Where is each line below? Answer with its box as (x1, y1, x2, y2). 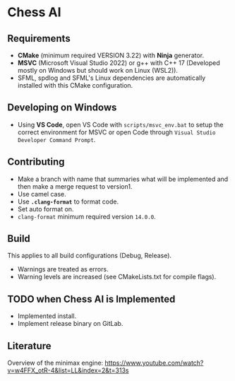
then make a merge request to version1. (17, 182, 133, 191)
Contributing (7, 156, 65, 168)
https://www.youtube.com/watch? (104, 358, 204, 368)
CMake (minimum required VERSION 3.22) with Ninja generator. (17, 51, 205, 59)
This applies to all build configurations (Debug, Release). (7, 252, 171, 260)
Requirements (7, 33, 71, 45)
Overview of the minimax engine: (7, 358, 104, 368)
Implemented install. (17, 312, 77, 320)
